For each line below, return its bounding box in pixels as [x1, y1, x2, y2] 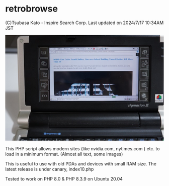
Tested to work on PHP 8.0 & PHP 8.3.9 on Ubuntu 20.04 [5, 175, 123, 181]
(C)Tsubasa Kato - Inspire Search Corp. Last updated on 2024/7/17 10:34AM [5, 20, 164, 26]
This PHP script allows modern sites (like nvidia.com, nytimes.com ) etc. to [5, 145, 160, 151]
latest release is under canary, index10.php [5, 166, 94, 172]
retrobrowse [5, 3, 58, 15]
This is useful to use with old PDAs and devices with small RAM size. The [5, 160, 157, 166]
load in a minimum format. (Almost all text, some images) [5, 151, 123, 157]
